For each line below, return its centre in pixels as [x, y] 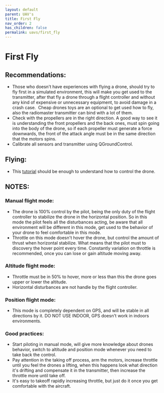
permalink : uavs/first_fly [33, 32]
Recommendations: [35, 75]
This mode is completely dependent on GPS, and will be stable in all [81, 310]
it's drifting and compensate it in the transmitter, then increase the [79, 370]
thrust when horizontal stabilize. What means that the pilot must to [79, 243]
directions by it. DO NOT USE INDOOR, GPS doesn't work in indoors [81, 316]
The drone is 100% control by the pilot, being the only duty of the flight [83, 211]
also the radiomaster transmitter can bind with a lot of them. [72, 113]
